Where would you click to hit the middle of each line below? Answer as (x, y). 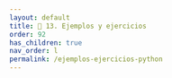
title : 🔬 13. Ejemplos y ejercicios (78, 26)
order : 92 (28, 34)
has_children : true (46, 43)
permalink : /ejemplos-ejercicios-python (86, 59)
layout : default (40, 17)
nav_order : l (34, 51)
